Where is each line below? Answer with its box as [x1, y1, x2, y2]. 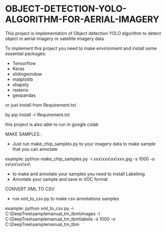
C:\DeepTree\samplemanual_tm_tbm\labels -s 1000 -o [5, 216, 116, 222]
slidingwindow [12, 71, 42, 77]
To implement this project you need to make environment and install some [5, 45, 157, 51]
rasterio [12, 87, 29, 93]
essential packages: [5, 51, 46, 57]
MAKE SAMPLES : [5, 131, 42, 137]
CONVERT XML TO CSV [5, 186, 55, 192]
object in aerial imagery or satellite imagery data [5, 36, 104, 42]
